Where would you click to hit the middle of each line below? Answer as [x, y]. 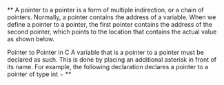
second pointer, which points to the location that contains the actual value [112, 32]
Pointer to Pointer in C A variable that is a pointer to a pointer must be [106, 52]
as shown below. [31, 39]
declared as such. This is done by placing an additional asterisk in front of [112, 60]
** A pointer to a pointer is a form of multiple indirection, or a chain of [106, 10]
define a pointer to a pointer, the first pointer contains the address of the [110, 24]
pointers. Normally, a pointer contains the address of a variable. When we [112, 17]
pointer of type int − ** [39, 74]
